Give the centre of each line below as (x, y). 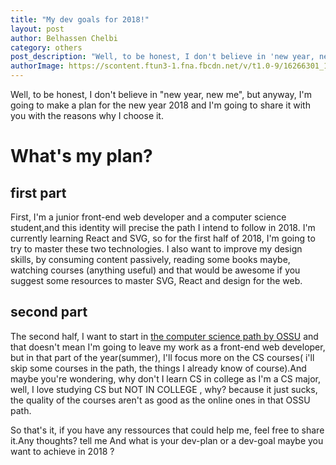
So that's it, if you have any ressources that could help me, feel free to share (167, 430)
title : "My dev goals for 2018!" (80, 19)
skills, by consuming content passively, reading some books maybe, (150, 259)
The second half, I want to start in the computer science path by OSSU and (164, 336)
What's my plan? (81, 156)
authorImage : (37, 66)
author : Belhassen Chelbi (64, 38)
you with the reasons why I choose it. (87, 115)
